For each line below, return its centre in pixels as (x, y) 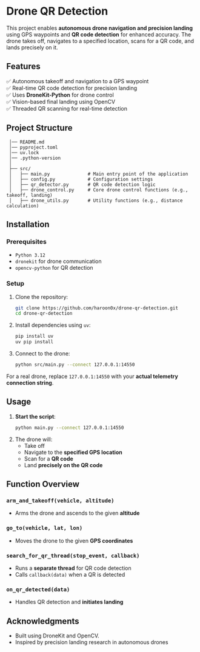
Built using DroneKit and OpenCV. (57, 636)
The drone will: (34, 439)
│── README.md (27, 142)
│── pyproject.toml (34, 147)
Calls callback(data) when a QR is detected (70, 574)
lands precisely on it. (32, 47)
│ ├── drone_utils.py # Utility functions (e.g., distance (96, 201)
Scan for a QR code (49, 458)
